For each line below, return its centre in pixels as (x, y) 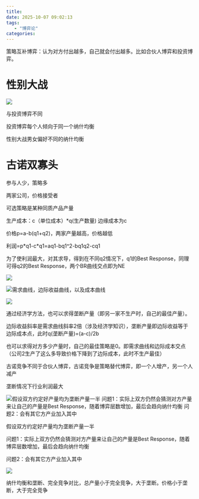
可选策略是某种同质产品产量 (40, 208)
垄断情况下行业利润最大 (35, 386)
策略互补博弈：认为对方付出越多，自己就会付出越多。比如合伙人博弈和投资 (97, 52)
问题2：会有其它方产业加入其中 (44, 459)
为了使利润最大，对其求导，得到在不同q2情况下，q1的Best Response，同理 (98, 258)
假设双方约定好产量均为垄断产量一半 (50, 426)
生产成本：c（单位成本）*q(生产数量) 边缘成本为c (67, 221)
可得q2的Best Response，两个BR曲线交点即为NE (66, 266)
